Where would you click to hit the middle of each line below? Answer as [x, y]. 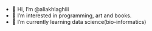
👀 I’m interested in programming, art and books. [72, 15]
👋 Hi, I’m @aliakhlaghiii [40, 9]
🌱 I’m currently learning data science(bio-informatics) [79, 22]
